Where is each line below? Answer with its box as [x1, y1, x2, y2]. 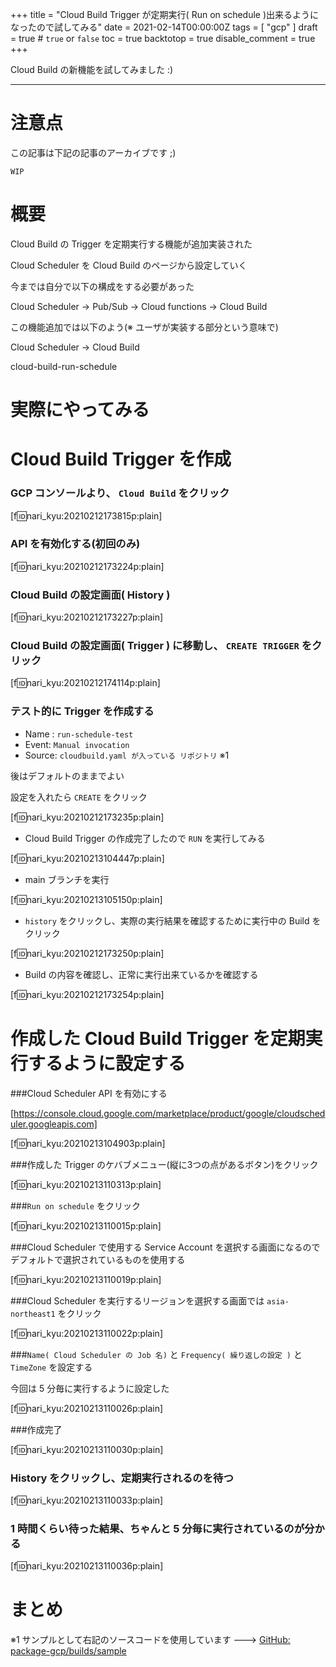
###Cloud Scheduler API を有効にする [10, 1087, 168, 1099]
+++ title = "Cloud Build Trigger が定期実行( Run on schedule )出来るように [10, 9, 320, 20]
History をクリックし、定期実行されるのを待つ [10, 1471, 234, 1485]
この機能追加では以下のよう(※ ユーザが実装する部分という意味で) [10, 321, 279, 333]
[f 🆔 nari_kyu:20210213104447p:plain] [10, 852, 165, 864]
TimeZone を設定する [10, 1361, 93, 1373]
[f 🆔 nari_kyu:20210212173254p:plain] [10, 988, 165, 1000]
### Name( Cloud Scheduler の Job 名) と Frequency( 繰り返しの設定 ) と [10, 1348, 303, 1360]
